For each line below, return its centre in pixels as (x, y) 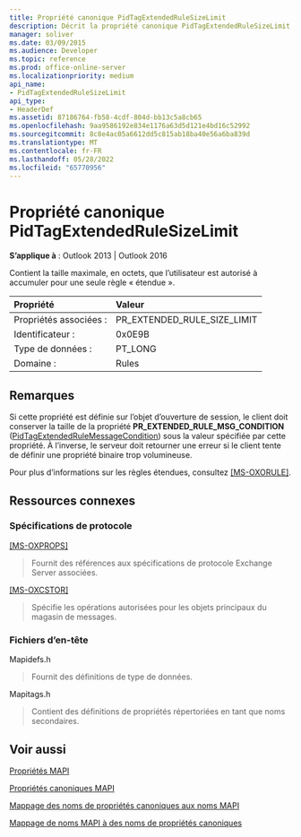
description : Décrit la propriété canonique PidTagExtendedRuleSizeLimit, (152, 26)
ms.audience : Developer (54, 51)
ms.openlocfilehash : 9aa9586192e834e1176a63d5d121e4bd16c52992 (130, 126)
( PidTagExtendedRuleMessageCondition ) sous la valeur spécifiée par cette (148, 436)
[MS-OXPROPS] (39, 545)
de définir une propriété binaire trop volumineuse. (101, 455)
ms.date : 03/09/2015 (48, 43)
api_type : (28, 101)
